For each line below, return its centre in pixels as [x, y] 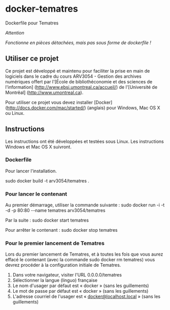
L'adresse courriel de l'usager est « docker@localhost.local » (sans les [87, 297]
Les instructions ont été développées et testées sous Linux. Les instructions [84, 141]
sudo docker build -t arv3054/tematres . [47, 180]
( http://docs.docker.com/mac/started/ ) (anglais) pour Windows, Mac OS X [83, 108]
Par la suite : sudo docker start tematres [47, 220]
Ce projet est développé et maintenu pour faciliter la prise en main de [78, 71]
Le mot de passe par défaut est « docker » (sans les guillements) [80, 291]
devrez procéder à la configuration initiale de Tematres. [63, 265]
